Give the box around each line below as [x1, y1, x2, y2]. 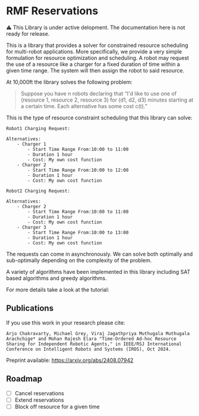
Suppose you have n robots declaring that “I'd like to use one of [20, 90, 177, 97]
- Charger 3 [17, 224, 46, 230]
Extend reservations [14, 396, 64, 404]
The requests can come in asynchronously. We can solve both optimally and [6, 250, 193, 257]
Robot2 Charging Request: [6, 188, 70, 194]
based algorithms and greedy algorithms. [6, 275, 107, 282]
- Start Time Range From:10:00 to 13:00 [27, 229, 129, 235]
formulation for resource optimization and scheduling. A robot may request [6, 54, 189, 61]
